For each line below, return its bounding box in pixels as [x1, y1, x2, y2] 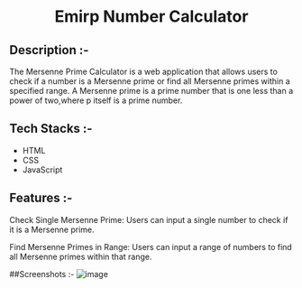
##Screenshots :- [9, 268, 75, 279]
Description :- [9, 42, 89, 58]
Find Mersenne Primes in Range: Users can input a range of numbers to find [9, 241, 293, 252]
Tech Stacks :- [9, 121, 93, 136]
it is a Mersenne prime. [9, 224, 95, 235]
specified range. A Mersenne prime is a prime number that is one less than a [9, 86, 294, 96]
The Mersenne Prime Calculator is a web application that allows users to [9, 66, 278, 77]
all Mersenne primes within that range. [9, 251, 152, 262]
